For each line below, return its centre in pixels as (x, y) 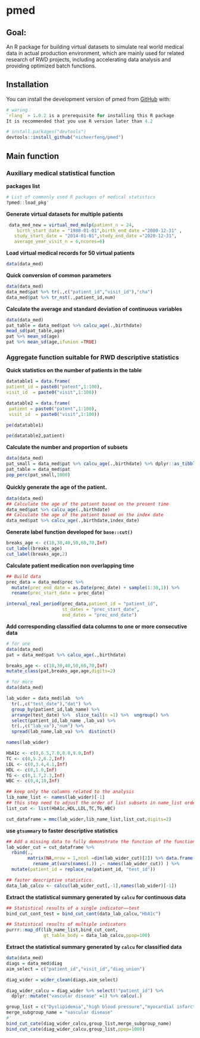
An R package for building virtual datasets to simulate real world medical (95, 47)
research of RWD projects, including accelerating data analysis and (89, 59)
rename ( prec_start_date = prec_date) (58, 593)
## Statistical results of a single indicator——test (73, 908)
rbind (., (22, 853)
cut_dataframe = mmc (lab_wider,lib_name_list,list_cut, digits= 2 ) (89, 819)
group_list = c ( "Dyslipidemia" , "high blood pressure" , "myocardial (90, 1007)
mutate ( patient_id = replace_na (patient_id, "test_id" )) (84, 869)
